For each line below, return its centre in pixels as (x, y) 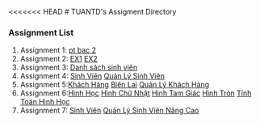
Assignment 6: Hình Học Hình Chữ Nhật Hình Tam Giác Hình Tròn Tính (136, 93)
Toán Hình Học (45, 102)
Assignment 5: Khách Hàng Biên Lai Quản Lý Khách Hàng (115, 85)
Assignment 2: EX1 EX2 (59, 59)
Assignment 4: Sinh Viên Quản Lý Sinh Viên (92, 76)
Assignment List (41, 32)
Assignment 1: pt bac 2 (58, 50)
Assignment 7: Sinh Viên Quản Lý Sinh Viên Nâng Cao (109, 110)
